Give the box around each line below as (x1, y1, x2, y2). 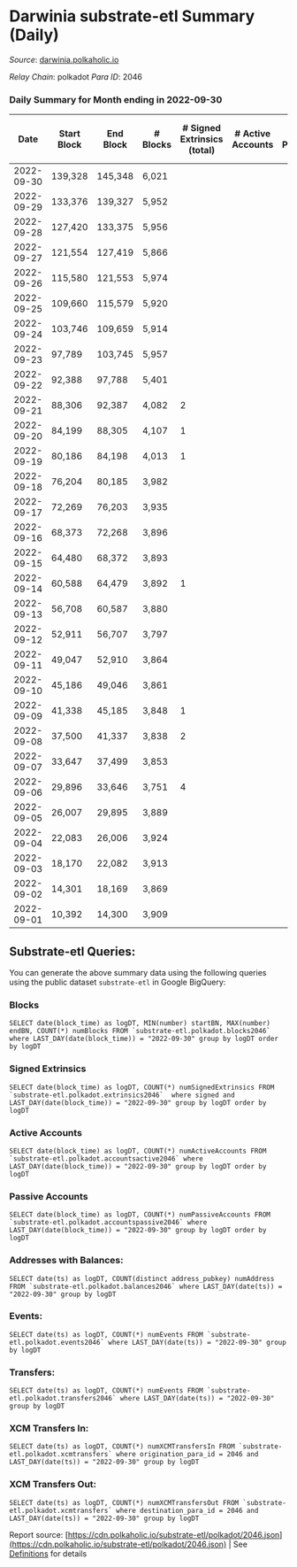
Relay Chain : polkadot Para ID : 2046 (9, 71, 143, 81)
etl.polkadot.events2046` (9, 1338, 104, 1347)
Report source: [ (9, 1529, 69, 1540)
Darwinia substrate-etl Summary (9, 6, 255, 27)
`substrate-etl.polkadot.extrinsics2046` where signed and (9, 1091, 236, 1100)
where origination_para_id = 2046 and (116, 1450, 259, 1459)
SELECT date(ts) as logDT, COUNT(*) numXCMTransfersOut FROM (9, 1498, 240, 1507)
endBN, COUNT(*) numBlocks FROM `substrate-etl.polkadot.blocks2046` (9, 1027, 271, 1036)
